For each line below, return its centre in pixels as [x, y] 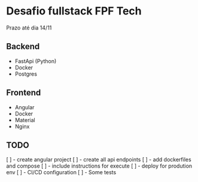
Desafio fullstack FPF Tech [74, 11]
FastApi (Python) [36, 61]
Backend [23, 47]
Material [25, 120]
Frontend [24, 93]
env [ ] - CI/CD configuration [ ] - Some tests [61, 172]
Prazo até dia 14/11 [29, 28]
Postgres [26, 74]
